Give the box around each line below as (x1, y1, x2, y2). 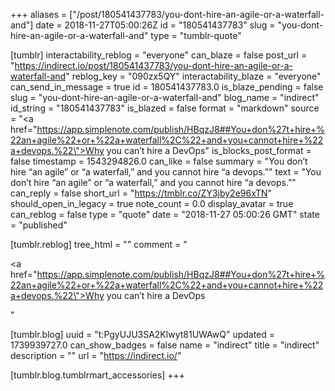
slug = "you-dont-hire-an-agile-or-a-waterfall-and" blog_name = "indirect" (10, 92, 320, 103)
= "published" (10, 219, 68, 231)
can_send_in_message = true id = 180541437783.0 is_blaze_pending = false (10, 81, 324, 93)
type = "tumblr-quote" (150, 30, 242, 41)
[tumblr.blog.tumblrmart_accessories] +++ (10, 369, 186, 381)
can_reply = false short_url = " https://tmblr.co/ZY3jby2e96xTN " (10, 187, 273, 199)
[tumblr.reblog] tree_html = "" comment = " (10, 239, 188, 250)
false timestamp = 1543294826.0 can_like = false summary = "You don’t (10, 155, 308, 167)
